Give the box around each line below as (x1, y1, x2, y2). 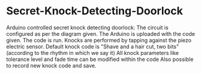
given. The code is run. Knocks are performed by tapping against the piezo (6, 36, 192, 44)
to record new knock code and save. (6, 61, 97, 69)
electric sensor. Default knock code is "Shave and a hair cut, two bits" (6, 43, 179, 50)
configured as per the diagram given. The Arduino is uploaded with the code (6, 30, 195, 37)
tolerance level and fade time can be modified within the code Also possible (6, 55, 194, 63)
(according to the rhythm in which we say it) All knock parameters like (6, 49, 179, 56)
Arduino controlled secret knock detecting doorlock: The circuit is (6, 24, 169, 31)
